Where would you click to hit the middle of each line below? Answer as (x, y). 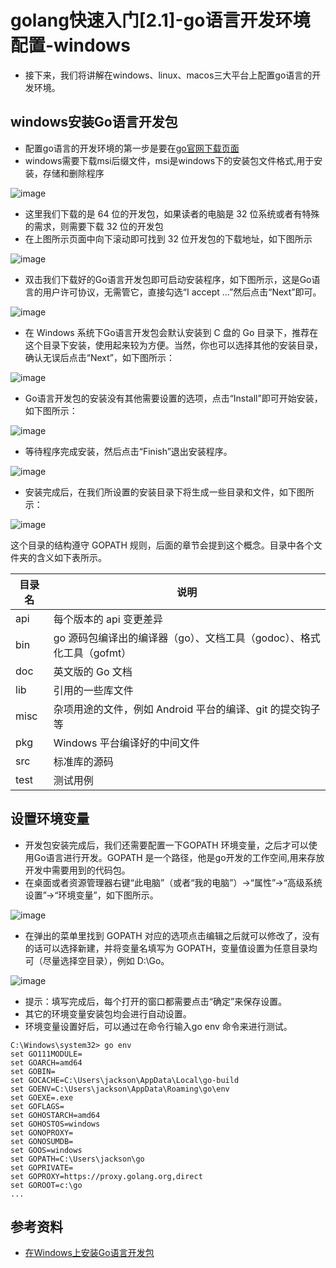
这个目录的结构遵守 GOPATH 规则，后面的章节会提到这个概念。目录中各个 (162, 545)
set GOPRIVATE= (42, 1167)
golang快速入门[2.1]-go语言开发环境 (160, 20)
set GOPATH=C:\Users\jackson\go (77, 1159)
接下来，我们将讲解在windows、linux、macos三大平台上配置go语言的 (168, 75)
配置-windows (70, 45)
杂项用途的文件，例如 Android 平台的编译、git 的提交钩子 (187, 709)
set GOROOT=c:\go (46, 1185)
